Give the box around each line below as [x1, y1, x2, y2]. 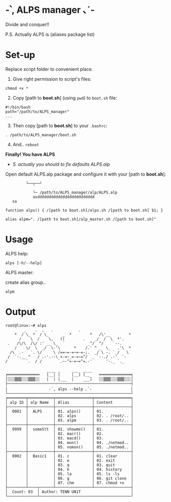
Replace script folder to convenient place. [5, 66, 93, 72]
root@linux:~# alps [5, 323, 47, 328]
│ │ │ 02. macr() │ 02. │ [5, 431, 134, 436]
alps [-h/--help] [5, 260, 42, 266]
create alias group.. [5, 279, 46, 285]
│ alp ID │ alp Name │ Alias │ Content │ [5, 400, 134, 405]
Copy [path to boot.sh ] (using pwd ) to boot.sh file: [12, 94, 117, 101]
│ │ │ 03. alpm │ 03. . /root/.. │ [5, 418, 134, 423]
